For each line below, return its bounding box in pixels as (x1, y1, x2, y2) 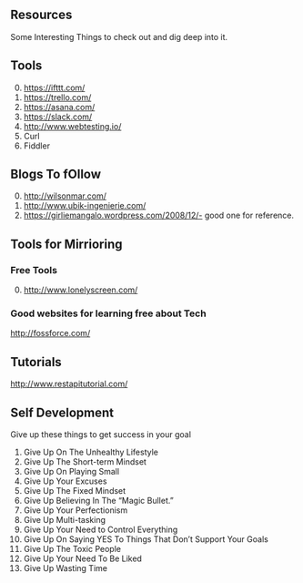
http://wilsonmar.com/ (23, 190, 107, 201)
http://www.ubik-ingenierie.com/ (23, 200, 146, 211)
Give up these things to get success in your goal (10, 429, 192, 440)
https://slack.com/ (23, 111, 93, 122)
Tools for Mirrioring (10, 236, 123, 251)
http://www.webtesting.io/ (23, 120, 122, 131)
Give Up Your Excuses (23, 476, 107, 486)
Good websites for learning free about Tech (10, 307, 207, 320)
